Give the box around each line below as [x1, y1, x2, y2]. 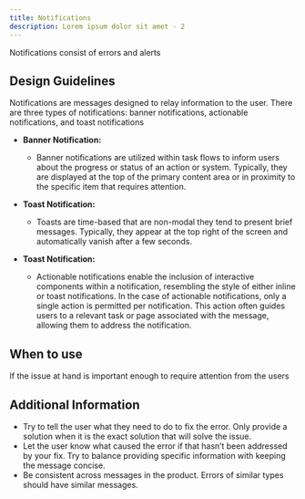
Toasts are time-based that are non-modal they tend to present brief [36, 216, 293, 228]
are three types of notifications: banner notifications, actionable [9, 107, 249, 119]
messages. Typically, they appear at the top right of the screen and [36, 226, 289, 237]
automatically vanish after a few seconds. [36, 236, 193, 247]
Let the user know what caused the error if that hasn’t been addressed [22, 440, 289, 452]
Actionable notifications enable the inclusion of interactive [36, 271, 255, 283]
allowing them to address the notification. [36, 320, 192, 331]
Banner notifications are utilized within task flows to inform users [36, 152, 280, 163]
